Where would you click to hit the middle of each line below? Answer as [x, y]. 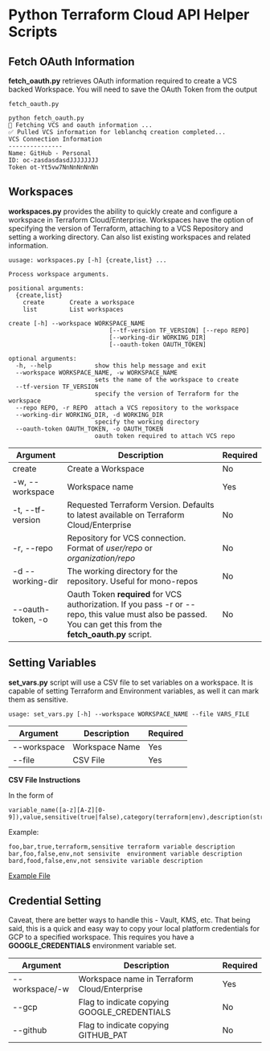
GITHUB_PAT [103, 1036]
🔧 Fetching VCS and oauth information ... [80, 125]
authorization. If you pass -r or [125, 604]
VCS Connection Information [55, 139]
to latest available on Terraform [126, 514]
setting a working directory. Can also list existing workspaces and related [129, 237]
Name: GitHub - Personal [50, 153]
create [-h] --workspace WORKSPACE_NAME [77, 323]
